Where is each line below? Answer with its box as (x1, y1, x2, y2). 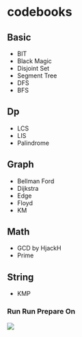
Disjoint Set (16, 65, 50, 72)
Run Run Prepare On (7, 307, 76, 316)
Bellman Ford (16, 176, 55, 185)
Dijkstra (16, 184, 39, 192)
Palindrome (16, 139, 50, 147)
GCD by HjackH (16, 244, 61, 253)
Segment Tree (16, 71, 57, 80)
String (7, 271, 34, 283)
